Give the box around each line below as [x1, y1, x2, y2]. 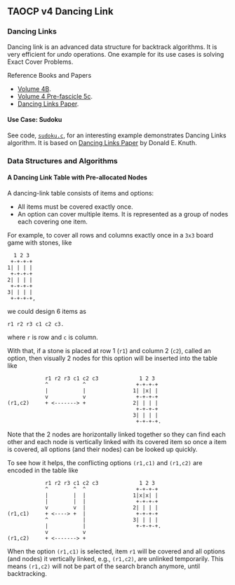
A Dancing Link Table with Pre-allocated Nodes [7, 173, 147, 181]
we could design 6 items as [7, 308, 86, 316]
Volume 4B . [17, 84, 51, 93]
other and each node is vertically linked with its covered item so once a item [7, 438, 227, 446]
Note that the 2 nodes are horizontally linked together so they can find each [7, 430, 226, 439]
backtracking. [7, 570, 47, 578]
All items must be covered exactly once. [17, 202, 133, 211]
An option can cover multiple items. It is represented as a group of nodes [17, 210, 229, 219]
